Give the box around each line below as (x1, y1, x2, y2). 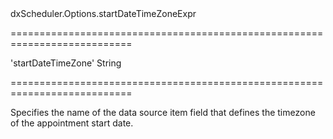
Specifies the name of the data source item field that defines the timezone (10, 107, 316, 118)
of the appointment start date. (10, 117, 134, 129)
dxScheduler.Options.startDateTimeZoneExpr (10, 8, 197, 19)
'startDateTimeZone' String (10, 57, 122, 69)
